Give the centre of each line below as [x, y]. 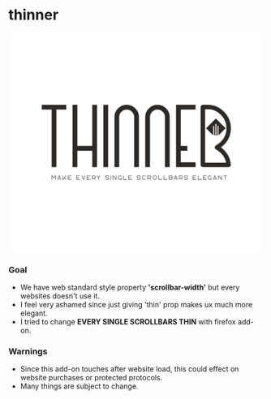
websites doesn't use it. [60, 296]
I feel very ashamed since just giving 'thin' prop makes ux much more [136, 304]
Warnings [28, 351]
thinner [34, 15]
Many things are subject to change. [79, 386]
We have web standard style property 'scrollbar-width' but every [130, 287]
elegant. [34, 313]
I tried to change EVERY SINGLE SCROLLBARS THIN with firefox [128, 321]
